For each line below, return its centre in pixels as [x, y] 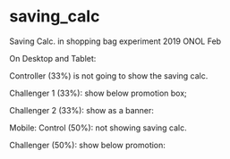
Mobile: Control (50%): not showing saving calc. [98, 128]
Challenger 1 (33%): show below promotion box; [98, 93]
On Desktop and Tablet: [53, 58]
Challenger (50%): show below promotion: [87, 145]
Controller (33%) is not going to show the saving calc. [109, 75]
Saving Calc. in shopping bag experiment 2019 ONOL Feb [115, 41]
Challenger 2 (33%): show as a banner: [82, 110]
